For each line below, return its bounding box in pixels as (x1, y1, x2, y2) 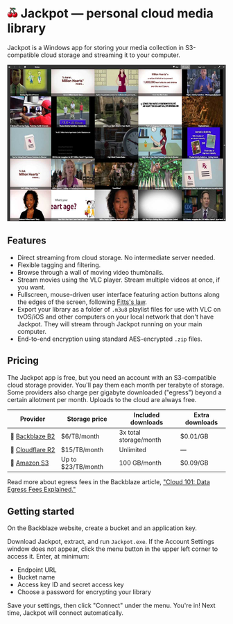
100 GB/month (119, 458, 162, 467)
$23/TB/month (61, 462, 104, 471)
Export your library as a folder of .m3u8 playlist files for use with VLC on (17, 305, 221, 313)
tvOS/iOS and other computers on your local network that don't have (17, 312, 214, 321)
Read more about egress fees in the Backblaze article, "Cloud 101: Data (7, 478, 210, 486)
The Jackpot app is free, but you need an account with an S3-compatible (7, 373, 216, 381)
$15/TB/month (61, 445, 104, 454)
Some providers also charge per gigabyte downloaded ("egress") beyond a (7, 388, 222, 397)
